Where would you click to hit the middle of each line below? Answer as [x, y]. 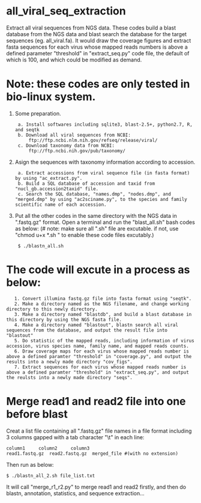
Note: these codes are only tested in [98, 84]
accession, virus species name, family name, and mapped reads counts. [97, 346]
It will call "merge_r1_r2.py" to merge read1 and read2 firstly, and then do [96, 487]
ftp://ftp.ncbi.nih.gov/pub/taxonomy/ [77, 151]
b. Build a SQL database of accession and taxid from [86, 184]
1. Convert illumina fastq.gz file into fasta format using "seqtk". [103, 298]
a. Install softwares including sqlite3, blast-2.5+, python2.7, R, [105, 125]
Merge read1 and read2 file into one [96, 401]
